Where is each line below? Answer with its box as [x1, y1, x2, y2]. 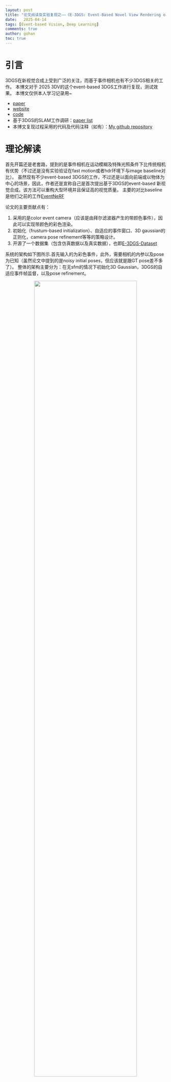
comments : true [5, 27, 38, 32]
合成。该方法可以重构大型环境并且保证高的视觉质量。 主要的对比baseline [9, 187, 163, 193]
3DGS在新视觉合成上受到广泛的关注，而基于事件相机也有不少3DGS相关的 [5, 77, 159, 83]
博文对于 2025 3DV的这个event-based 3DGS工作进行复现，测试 [19, 84, 154, 90]
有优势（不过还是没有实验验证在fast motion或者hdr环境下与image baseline [5, 167, 161, 173]
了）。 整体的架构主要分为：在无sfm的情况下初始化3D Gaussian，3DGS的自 [5, 264, 163, 270]
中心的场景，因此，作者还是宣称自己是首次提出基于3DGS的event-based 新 [5, 180, 161, 186]
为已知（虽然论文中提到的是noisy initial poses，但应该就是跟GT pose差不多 [5, 257, 163, 263]
